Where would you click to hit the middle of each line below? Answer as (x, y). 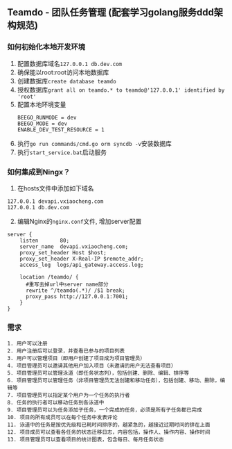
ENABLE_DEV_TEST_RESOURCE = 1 (61, 130)
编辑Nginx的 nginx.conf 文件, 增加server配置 (79, 221)
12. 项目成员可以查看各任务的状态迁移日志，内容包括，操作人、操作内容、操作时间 (109, 432)
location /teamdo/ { (49, 277)
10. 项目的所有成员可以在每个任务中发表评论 (62, 418)
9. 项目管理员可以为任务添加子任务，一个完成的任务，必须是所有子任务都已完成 (105, 410)
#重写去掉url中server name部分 (67, 284)
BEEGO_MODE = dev (42, 124)
